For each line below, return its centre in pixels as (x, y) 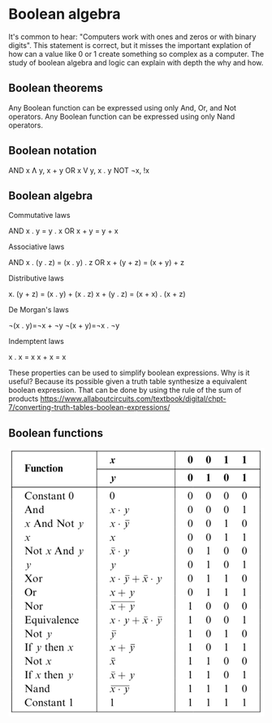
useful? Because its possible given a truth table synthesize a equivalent (128, 381)
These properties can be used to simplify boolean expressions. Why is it (129, 373)
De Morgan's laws (39, 310)
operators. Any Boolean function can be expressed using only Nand (122, 116)
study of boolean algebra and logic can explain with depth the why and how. (136, 63)
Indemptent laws (37, 342)
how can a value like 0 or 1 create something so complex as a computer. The (136, 54)
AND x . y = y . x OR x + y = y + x (64, 231)
